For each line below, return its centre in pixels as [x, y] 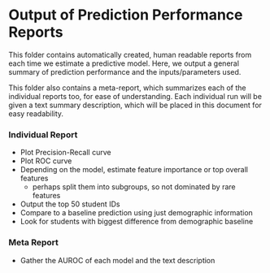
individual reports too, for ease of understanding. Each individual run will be [135, 96]
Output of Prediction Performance [126, 15]
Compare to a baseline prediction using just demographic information [137, 213]
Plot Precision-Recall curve [65, 153]
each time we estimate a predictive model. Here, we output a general [124, 63]
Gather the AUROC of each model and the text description [118, 260]
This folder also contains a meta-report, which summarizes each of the [127, 88]
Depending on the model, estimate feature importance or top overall [134, 170]
